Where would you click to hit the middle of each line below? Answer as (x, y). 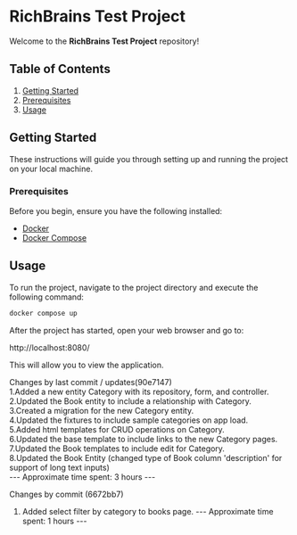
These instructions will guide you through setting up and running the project (148, 159)
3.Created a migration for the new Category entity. (102, 410)
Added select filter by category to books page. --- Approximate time (148, 511)
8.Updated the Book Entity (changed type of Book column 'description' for (146, 457)
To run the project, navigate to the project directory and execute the (134, 287)
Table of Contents (60, 69)
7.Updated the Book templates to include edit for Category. (117, 449)
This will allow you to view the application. (87, 365)
